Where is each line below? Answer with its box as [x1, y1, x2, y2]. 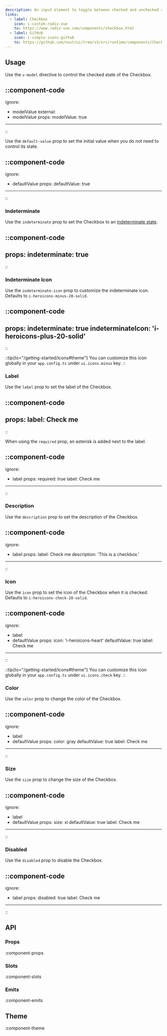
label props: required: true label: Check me [12, 476, 100, 482]
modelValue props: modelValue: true [12, 114, 87, 120]
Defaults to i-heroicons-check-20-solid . [5, 594, 88, 600]
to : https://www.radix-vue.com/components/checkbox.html [14, 26, 135, 31]
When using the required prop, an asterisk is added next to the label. [5, 438, 146, 444]
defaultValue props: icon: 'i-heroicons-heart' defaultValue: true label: [12, 637, 154, 643]
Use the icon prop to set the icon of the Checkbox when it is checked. [5, 589, 149, 595]
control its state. [5, 143, 38, 150]
